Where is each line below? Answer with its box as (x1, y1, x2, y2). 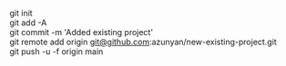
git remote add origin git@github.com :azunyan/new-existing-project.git (9, 36, 277, 47)
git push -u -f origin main (9, 46, 104, 57)
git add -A (9, 17, 47, 28)
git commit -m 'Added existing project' (9, 27, 153, 37)
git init (9, 8, 34, 18)
